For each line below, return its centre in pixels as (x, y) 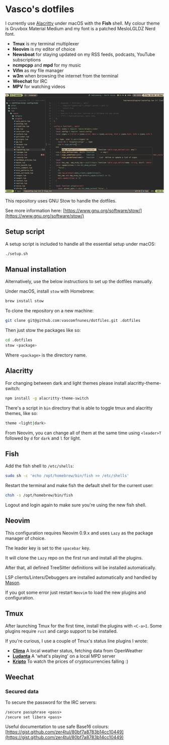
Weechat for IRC (30, 81)
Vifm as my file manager (38, 70)
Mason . (13, 582)
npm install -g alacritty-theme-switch (47, 398)
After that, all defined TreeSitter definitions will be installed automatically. (81, 567)
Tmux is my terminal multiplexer (46, 43)
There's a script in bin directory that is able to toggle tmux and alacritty (79, 408)
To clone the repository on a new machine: (50, 311)
